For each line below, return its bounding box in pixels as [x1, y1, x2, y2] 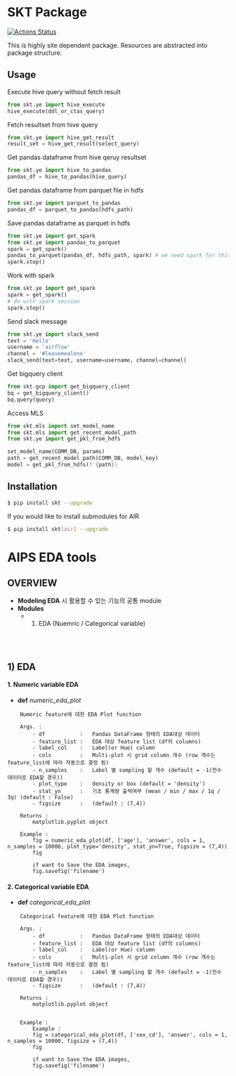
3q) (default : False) [7, 794, 74, 801]
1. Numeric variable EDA [7, 681, 79, 689]
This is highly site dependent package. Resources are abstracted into [7, 41, 208, 49]
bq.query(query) [7, 396, 55, 403]
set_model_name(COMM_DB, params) [7, 448, 105, 455]
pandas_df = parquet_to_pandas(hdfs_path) [7, 206, 133, 213]
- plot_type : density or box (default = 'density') [32, 780, 206, 787]
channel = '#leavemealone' [7, 350, 86, 357]
